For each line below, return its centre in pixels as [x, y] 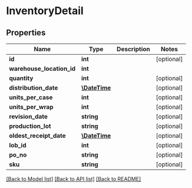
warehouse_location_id [42, 69]
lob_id [18, 145]
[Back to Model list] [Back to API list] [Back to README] [74, 179]
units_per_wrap [32, 107]
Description [133, 49]
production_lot [30, 126]
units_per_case [31, 97]
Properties [26, 33]
